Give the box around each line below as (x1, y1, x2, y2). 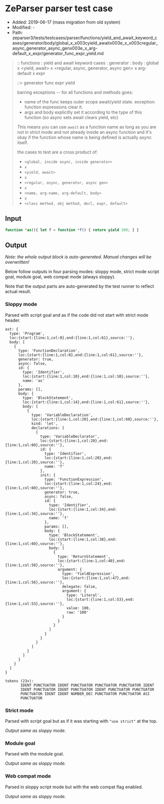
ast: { (5, 327, 19, 331)
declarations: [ (31, 425, 65, 430)
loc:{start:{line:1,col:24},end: (44, 481, 113, 486)
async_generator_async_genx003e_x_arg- (12, 45, 98, 51)
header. (5, 317, 21, 323)
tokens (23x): (5, 678, 34, 683)
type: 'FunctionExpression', (44, 477, 104, 482)
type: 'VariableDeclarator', (40, 434, 99, 439)
